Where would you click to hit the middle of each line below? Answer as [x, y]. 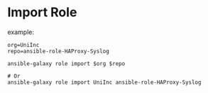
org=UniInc [23, 45]
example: [21, 32]
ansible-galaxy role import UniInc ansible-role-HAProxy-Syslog [104, 82]
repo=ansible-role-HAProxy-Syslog [59, 51]
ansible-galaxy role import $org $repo [66, 64]
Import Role [42, 12]
